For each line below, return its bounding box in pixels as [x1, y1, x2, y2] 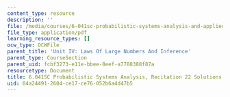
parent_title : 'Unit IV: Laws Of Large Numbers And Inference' [7, 48, 192, 55]
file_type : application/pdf [7, 29, 88, 36]
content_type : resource [7, 10, 75, 17]
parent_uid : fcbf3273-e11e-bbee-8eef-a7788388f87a [7, 61, 155, 68]
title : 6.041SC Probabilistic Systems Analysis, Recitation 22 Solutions [7, 73, 222, 81]
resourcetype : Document [7, 67, 75, 74]
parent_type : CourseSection [7, 55, 88, 61]
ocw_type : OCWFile [7, 42, 60, 48]
